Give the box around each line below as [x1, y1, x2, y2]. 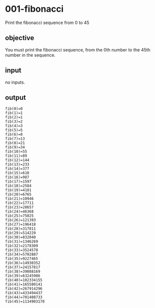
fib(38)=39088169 [5, 269, 41, 274]
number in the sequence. [5, 52, 56, 58]
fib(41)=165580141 [5, 282, 43, 287]
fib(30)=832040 [5, 235, 36, 240]
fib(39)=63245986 [5, 273, 41, 279]
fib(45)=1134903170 [5, 299, 45, 304]
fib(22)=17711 [5, 201, 34, 206]
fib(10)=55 [5, 149, 27, 154]
